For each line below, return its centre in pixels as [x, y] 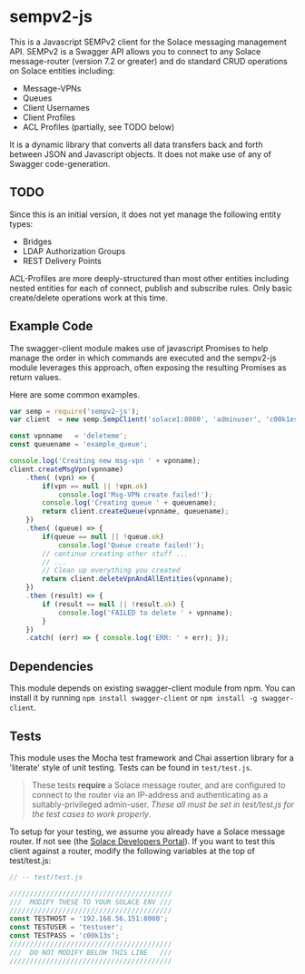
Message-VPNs [52, 88]
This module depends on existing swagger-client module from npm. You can [152, 688]
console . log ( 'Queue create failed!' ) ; [131, 545]
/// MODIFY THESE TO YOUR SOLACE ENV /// [91, 902]
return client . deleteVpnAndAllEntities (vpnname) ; [138, 579]
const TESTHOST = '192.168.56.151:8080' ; [89, 919]
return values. [35, 377]
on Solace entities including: [62, 71]
